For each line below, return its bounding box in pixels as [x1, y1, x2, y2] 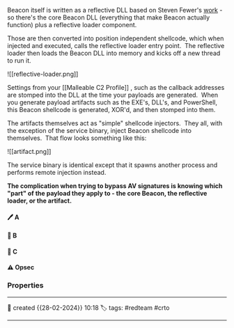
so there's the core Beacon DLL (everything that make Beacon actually [7, 13, 210, 22]
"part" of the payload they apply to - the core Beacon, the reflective [7, 189, 208, 197]
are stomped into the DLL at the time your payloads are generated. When [7, 91, 219, 99]
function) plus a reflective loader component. [7, 21, 137, 29]
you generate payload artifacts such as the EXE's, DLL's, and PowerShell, [7, 98, 218, 107]
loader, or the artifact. [7, 196, 72, 205]
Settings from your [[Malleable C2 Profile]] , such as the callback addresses [7, 84, 225, 91]
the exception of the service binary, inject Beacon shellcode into [7, 127, 192, 134]
